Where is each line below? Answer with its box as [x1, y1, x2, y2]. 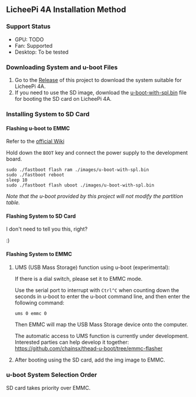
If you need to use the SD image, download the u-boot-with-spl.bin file [14, 88, 187, 96]
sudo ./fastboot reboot [6, 172, 65, 178]
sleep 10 [6, 177, 28, 183]
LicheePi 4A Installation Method [6, 5, 126, 15]
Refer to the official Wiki [6, 138, 65, 145]
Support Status [6, 22, 51, 31]
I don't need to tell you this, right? [6, 225, 88, 232]
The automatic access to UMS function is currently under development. [14, 332, 189, 339]
